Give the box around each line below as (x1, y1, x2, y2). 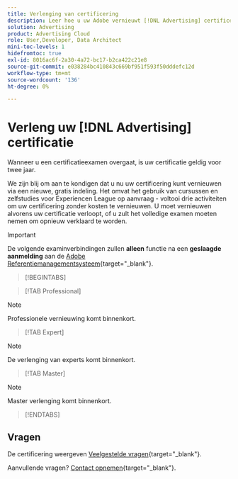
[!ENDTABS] (24, 410, 60, 419)
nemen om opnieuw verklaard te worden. (7, 217, 127, 225)
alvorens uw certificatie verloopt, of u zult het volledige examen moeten (7, 210, 217, 218)
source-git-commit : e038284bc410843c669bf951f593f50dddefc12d (7, 63, 195, 70)
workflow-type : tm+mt (7, 69, 72, 77)
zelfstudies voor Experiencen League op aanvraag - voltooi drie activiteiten (7, 194, 227, 203)
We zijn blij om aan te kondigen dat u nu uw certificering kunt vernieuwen (7, 179, 222, 188)
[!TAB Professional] (24, 287, 81, 295)
